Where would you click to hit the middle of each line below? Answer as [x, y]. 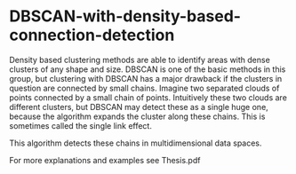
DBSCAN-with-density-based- [125, 16]
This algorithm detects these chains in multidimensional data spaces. [136, 143]
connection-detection [92, 35]
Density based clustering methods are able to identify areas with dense [140, 59]
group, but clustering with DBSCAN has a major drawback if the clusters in [146, 78]
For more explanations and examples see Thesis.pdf [105, 160]
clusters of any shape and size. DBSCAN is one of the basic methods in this [148, 69]
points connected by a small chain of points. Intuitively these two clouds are [148, 97]
